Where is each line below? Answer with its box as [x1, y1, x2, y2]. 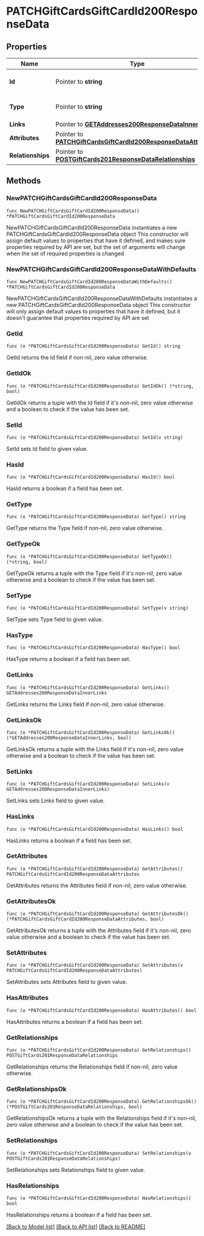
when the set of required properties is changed [6, 250, 124, 257]
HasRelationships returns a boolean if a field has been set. [6, 1211, 152, 1218]
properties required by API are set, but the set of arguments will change [6, 243, 186, 250]
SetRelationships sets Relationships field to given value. [6, 1166, 146, 1173]
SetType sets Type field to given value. [6, 616, 103, 623]
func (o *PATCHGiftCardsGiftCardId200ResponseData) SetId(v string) [6, 434, 183, 440]
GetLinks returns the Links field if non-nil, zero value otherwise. [6, 701, 165, 708]
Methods [6, 175, 41, 186]
